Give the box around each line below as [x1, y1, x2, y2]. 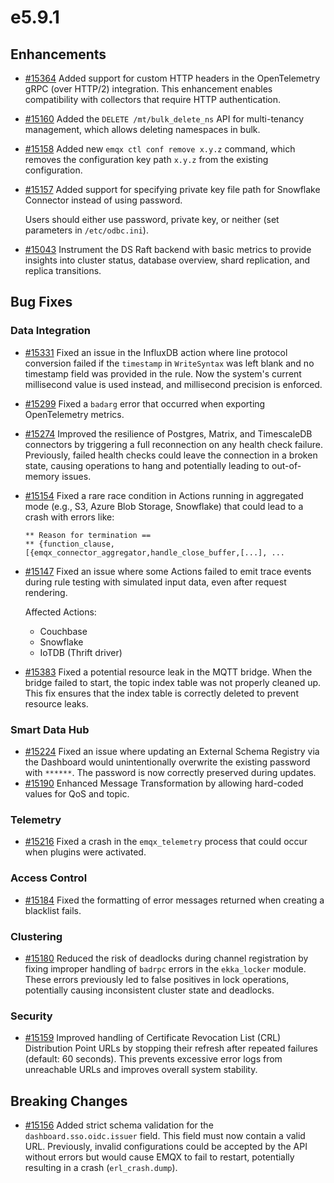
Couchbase [39, 625, 88, 637]
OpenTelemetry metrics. [24, 408, 125, 420]
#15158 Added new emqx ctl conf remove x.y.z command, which [24, 143, 296, 155]
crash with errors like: [24, 511, 115, 523]
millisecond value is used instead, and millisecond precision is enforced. [24, 378, 323, 390]
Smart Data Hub [10, 722, 90, 736]
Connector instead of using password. [24, 194, 183, 206]
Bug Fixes [10, 294, 73, 311]
